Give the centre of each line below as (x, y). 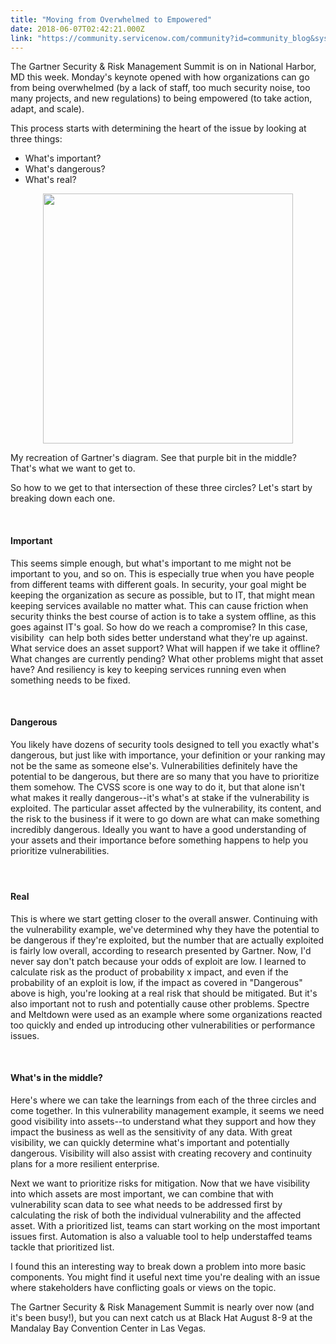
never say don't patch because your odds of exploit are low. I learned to (158, 961)
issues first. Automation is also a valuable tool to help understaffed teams (161, 1236)
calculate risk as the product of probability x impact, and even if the (149, 972)
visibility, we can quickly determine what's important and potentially (150, 1142)
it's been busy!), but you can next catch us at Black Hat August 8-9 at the (161, 1317)
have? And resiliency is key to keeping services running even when (148, 669)
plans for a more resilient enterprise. (85, 1163)
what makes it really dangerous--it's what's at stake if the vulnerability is (160, 797)
